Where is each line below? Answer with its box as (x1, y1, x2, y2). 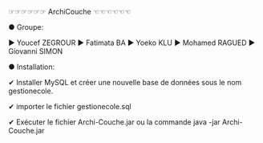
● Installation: (8, 62, 55, 71)
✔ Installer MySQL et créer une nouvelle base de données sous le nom (8, 78, 242, 87)
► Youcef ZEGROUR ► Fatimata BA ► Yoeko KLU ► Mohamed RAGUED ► (8, 38, 256, 47)
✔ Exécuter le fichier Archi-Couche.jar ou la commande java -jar (8, 117, 221, 127)
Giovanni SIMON (8, 47, 63, 55)
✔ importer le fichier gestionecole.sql (8, 102, 131, 111)
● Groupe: (8, 22, 44, 31)
